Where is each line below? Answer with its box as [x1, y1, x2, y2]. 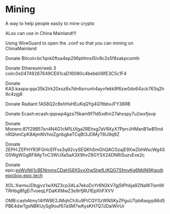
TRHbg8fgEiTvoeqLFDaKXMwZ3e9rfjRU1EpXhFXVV [5, 188, 114, 194]
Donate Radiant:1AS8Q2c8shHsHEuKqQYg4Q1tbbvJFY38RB [5, 100, 131, 107]
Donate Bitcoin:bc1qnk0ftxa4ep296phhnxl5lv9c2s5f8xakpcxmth [5, 55, 140, 61]
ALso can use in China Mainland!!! [5, 30, 77, 36]
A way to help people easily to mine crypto [5, 20, 95, 26]
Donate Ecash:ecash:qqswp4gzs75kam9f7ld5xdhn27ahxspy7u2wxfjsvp [5, 111, 156, 117]
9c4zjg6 [5, 91, 23, 97]
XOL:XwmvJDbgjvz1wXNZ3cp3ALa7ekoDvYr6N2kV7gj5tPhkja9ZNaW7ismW [5, 182, 164, 188]
